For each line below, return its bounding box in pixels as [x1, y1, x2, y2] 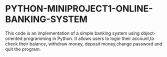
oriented [5, 35, 22, 41]
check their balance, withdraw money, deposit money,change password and [5, 40, 162, 46]
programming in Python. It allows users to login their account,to [23, 35, 154, 41]
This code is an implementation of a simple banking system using [5, 30, 140, 36]
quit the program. [5, 46, 41, 52]
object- [140, 30, 156, 36]
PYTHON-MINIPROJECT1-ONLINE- [5, 3, 153, 14]
